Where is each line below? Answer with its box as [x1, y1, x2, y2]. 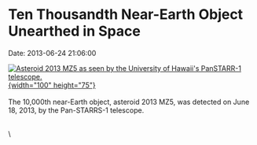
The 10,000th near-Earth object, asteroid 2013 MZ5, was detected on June [8, 97, 250, 106]
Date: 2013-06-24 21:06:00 [8, 48, 97, 58]
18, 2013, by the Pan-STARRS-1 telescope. [8, 105, 145, 115]
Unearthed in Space [8, 22, 141, 40]
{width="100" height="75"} [8, 80, 96, 90]
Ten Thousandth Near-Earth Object [8, 6, 244, 24]
